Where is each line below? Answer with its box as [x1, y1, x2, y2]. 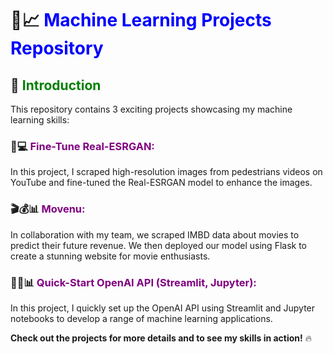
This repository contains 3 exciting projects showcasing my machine [10, 103, 293, 115]
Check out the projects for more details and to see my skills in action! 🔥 [10, 332, 313, 344]
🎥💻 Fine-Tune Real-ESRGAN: [10, 139, 155, 153]
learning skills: [10, 114, 70, 126]
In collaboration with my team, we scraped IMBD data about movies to [10, 228, 300, 241]
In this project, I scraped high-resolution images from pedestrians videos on [10, 166, 323, 178]
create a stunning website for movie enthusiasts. [10, 250, 211, 262]
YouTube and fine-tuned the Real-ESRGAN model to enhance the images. [10, 177, 313, 189]
